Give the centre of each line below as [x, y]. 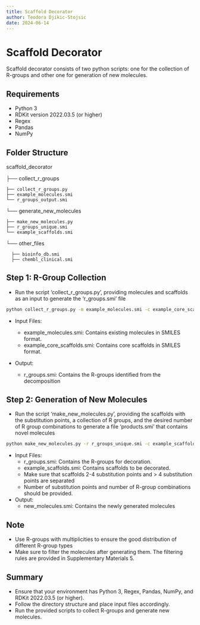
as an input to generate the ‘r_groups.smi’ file [70, 298]
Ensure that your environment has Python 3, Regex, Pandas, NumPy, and [104, 591]
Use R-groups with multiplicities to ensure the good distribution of [96, 539]
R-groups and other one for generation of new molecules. [77, 75]
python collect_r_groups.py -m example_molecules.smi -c [78, 309]
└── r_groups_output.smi [37, 200]
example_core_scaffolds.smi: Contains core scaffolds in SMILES [102, 345]
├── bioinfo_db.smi [36, 254]
